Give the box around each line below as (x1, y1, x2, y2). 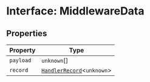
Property (9, 46, 36, 54)
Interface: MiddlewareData (6, 4, 145, 18)
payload (9, 57, 32, 64)
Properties (6, 28, 47, 39)
